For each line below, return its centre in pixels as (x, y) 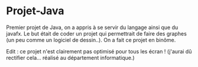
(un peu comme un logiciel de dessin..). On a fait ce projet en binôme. (91, 40)
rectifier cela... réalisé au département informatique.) (70, 58)
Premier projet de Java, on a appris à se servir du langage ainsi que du (92, 27)
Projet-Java (35, 11)
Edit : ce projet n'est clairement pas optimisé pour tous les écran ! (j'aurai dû (99, 51)
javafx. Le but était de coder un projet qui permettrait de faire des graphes (97, 33)
